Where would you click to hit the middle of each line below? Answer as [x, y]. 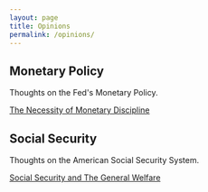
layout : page [34, 18]
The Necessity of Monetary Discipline [80, 110]
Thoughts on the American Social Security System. [104, 160]
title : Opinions [40, 26]
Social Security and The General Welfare [85, 178]
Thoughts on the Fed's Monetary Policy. [84, 93]
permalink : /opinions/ [52, 34]
